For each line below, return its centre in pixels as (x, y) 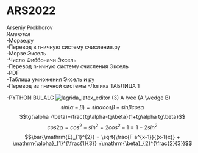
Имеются (19, 34)
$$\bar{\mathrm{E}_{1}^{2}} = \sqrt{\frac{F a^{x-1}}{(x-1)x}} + (102, 137)
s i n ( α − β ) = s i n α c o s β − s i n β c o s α (102, 107)
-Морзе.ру (20, 40)
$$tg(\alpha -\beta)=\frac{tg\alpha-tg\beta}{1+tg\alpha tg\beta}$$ (102, 116)
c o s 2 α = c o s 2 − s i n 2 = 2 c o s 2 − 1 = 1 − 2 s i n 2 (102, 127)
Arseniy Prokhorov (30, 27)
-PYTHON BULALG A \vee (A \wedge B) (88, 98)
